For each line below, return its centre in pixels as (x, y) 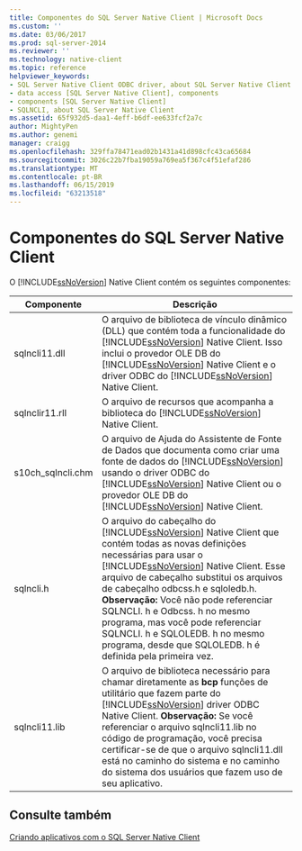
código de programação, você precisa (182, 738)
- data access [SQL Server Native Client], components (114, 93)
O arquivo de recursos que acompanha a (188, 402)
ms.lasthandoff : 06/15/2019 (62, 186)
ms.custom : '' (36, 26)
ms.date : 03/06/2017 (48, 34)
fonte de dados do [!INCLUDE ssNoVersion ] (193, 461)
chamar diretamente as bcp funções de (185, 682)
